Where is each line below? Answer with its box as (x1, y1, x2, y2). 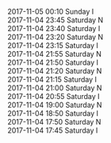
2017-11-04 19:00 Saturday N (7, 100, 102, 109)
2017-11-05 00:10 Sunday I (7, 7, 94, 16)
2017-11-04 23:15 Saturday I (7, 41, 98, 50)
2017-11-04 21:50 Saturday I (7, 58, 98, 67)
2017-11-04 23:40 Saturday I (7, 24, 101, 33)
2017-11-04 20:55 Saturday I (7, 92, 100, 101)
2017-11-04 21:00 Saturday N (7, 83, 102, 93)
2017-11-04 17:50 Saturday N (7, 117, 101, 126)
